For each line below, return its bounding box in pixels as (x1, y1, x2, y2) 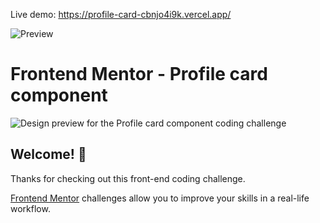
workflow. (10, 202, 51, 214)
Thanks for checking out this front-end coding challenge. (10, 172, 246, 184)
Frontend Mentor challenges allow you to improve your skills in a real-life (10, 192, 310, 204)
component (10, 84, 108, 107)
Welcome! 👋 (10, 146, 87, 163)
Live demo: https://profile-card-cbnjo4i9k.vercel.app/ (10, 9, 232, 20)
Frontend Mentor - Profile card (10, 63, 268, 86)
